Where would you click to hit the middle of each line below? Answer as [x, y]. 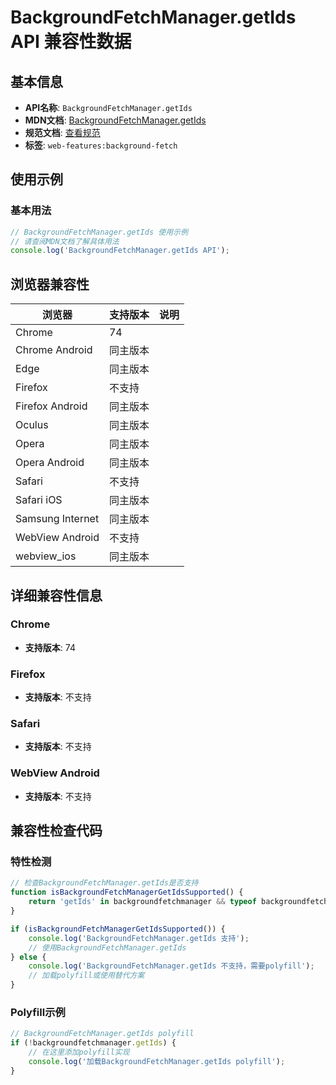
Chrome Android [54, 350]
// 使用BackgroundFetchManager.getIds [107, 947]
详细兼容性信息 [56, 595]
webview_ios [46, 556]
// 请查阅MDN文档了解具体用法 [65, 241]
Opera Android [50, 463]
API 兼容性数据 [71, 42]
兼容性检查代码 [56, 831]
